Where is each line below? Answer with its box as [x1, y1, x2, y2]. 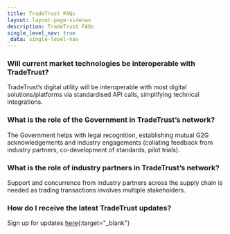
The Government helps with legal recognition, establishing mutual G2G [7, 131, 209, 139]
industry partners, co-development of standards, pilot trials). [7, 145, 180, 154]
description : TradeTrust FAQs [7, 23, 95, 30]
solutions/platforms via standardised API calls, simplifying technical [7, 91, 200, 99]
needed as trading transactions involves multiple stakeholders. [7, 186, 186, 195]
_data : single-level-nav [7, 36, 79, 43]
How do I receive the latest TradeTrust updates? [7, 203, 172, 213]
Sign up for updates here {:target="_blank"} [7, 219, 130, 227]
